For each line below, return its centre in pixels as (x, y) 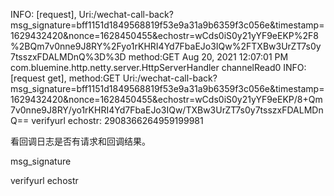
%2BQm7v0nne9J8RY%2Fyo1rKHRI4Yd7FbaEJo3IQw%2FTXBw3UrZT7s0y (166, 46)
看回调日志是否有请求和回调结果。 (80, 141)
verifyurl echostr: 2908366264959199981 (117, 120)
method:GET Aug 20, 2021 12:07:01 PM (208, 57)
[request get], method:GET (65, 78)
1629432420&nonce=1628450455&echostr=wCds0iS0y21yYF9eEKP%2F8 (164, 35)
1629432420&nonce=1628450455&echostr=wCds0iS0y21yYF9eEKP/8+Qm (166, 99)
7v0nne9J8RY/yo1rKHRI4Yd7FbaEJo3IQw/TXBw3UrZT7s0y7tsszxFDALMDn (167, 110)
